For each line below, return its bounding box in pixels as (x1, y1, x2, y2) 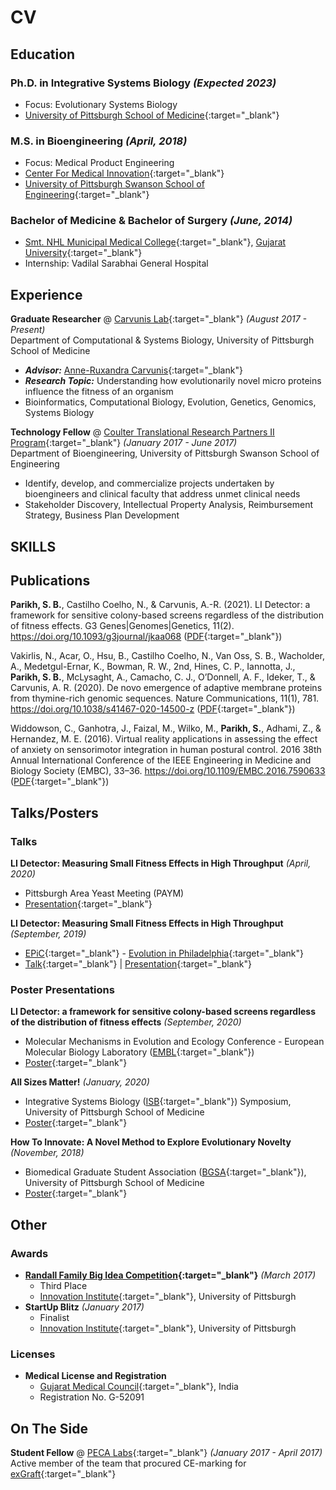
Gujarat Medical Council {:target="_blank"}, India (39, 1381, 239, 1393)
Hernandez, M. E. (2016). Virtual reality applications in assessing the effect (10, 733, 318, 745)
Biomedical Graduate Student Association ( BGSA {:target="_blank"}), (24, 1166, 307, 1178)
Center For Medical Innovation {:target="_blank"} (24, 167, 225, 180)
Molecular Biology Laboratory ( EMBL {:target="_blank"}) (24, 1046, 255, 1058)
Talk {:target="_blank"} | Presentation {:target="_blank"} (24, 958, 252, 970)
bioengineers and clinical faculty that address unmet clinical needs (24, 488, 301, 500)
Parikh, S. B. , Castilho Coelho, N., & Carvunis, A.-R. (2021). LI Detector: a (10, 599, 311, 611)
